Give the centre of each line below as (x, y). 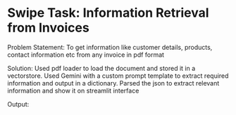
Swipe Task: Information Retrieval (108, 13)
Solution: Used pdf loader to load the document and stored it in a (101, 68)
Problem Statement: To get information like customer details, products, (110, 47)
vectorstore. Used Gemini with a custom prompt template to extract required (118, 76)
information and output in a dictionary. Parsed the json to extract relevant (113, 83)
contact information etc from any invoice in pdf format (86, 55)
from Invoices (48, 28)
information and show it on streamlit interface (73, 90)
